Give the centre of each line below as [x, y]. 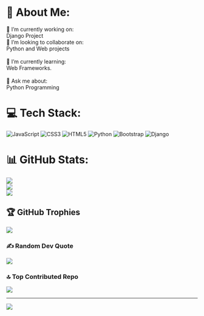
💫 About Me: [38, 12]
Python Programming [33, 87]
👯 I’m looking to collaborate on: [45, 42]
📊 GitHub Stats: [48, 160]
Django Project [25, 35]
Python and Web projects [38, 49]
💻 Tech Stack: [44, 113]
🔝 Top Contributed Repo [42, 276]
